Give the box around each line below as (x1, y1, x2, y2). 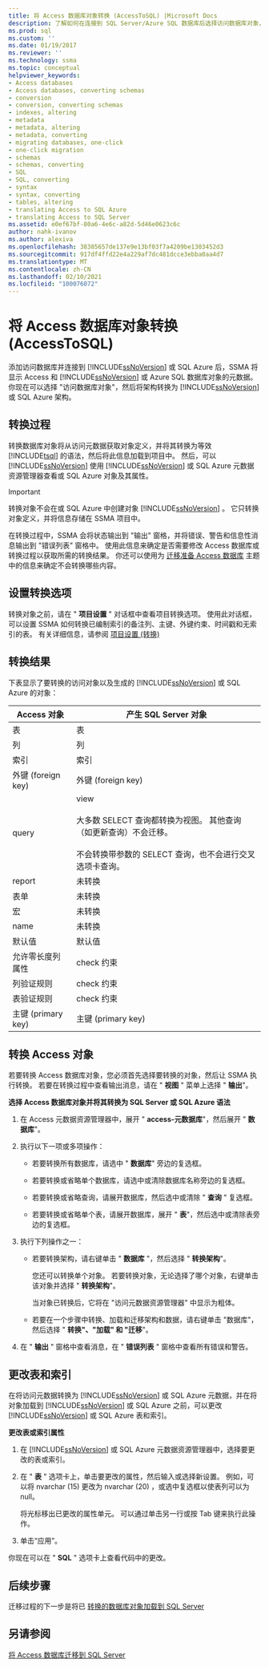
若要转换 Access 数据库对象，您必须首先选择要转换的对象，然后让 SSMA (8, 1070, 248, 1080)
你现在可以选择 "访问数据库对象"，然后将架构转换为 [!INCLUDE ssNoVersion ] (8, 382, 260, 392)
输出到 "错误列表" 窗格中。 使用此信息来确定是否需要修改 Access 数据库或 (14, 540, 260, 550)
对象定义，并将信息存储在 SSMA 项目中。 (8, 513, 146, 523)
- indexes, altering (8, 109, 78, 117)
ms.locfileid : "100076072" (8, 280, 98, 289)
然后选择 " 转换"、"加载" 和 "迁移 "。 (31, 1325, 154, 1335)
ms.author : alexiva (8, 236, 74, 244)
